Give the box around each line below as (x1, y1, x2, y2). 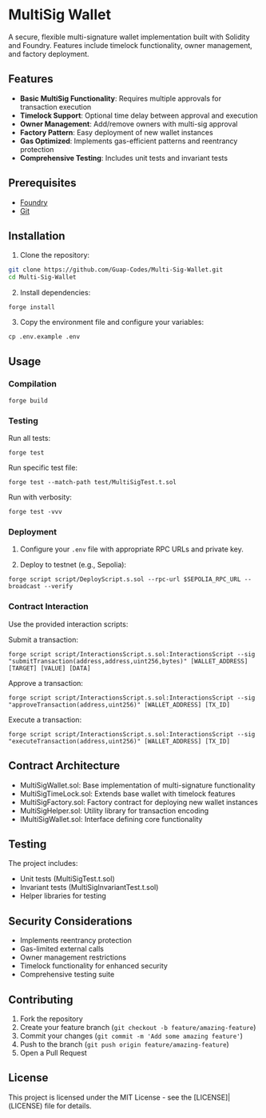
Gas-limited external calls (19, 944, 104, 954)
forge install (8, 303, 56, 311)
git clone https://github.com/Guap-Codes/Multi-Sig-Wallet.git (8, 266, 224, 274)
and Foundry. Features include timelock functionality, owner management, (8, 40, 253, 50)
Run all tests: (8, 434, 50, 443)
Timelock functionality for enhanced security (19, 961, 168, 971)
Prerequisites (8, 176, 77, 190)
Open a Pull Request (19, 1048, 88, 1057)
